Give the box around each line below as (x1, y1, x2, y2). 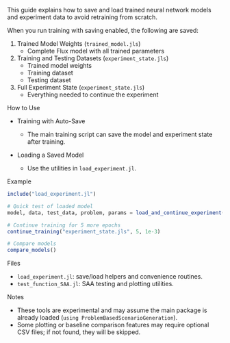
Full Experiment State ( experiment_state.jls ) (16, 84, 145, 91)
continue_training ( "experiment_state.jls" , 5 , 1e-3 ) (7, 228, 161, 235)
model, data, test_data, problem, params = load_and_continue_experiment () (7, 209, 228, 216)
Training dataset (27, 68, 73, 77)
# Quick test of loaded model (7, 203, 94, 209)
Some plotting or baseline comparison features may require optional (16, 321, 209, 329)
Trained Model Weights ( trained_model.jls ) (16, 40, 141, 47)
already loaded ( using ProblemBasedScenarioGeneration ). (16, 314, 178, 322)
